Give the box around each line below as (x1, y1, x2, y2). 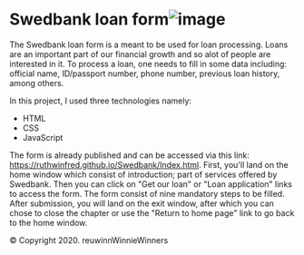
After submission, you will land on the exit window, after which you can (9, 198, 275, 209)
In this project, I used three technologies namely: (9, 95, 192, 106)
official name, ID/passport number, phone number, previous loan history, (9, 68, 280, 79)
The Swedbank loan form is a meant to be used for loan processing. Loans (9, 39, 289, 50)
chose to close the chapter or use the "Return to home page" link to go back (9, 207, 295, 218)
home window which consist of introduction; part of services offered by (9, 169, 278, 180)
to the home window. (9, 217, 88, 228)
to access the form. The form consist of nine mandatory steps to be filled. (9, 188, 285, 199)
